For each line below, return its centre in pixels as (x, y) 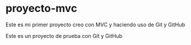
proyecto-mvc (42, 8)
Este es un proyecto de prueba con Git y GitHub (64, 36)
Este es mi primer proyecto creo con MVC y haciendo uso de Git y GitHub (95, 25)
